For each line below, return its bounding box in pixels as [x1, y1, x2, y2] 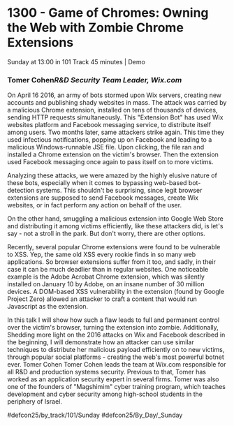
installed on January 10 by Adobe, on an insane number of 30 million [7, 280, 205, 288]
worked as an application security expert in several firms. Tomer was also [7, 375, 219, 383]
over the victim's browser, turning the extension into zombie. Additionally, [7, 323, 219, 332]
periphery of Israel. [7, 397, 63, 406]
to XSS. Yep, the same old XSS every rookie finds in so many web [7, 250, 196, 259]
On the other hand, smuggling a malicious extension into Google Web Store [7, 214, 224, 223]
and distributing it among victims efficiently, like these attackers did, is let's [7, 222, 224, 230]
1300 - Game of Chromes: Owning [7, 5, 209, 21]
